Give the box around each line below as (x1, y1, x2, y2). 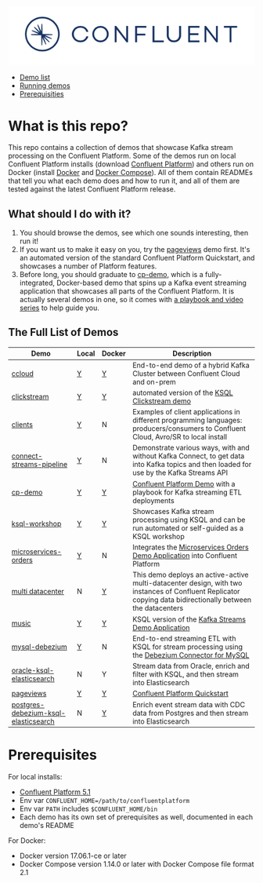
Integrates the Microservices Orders (132, 542, 249, 552)
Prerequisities (19, 89, 64, 99)
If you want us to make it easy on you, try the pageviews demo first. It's (19, 245, 250, 254)
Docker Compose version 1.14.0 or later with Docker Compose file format (19, 859, 254, 869)
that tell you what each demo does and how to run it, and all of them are (8, 176, 240, 186)
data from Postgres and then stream (132, 708, 249, 717)
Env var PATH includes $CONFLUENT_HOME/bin (19, 804, 158, 814)
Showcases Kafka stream (132, 506, 214, 516)
